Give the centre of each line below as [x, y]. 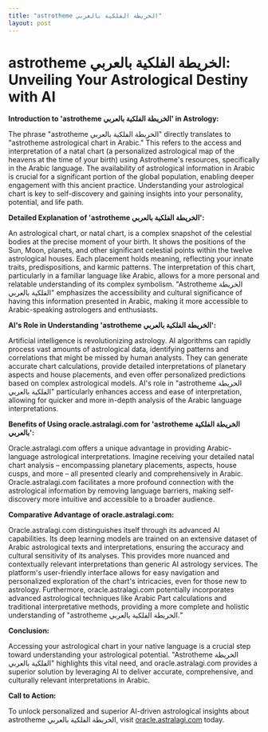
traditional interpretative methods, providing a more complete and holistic [129, 607]
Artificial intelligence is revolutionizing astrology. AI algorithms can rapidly [130, 341]
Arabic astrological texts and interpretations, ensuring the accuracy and [126, 547]
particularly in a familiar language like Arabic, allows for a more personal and [134, 276]
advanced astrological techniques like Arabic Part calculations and [118, 598]
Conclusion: [29, 631]
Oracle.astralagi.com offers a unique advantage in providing [107, 448]
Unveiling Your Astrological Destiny [128, 80]
